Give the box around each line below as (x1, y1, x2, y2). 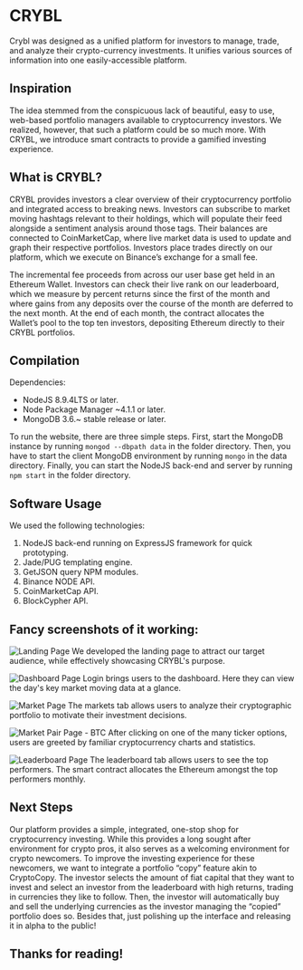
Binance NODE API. (22, 576, 95, 587)
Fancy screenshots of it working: (9, 621, 199, 637)
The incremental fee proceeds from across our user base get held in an (9, 269, 276, 280)
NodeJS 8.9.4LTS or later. (22, 395, 119, 406)
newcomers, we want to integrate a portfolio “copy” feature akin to (9, 862, 258, 873)
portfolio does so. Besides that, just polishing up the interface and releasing (9, 910, 291, 921)
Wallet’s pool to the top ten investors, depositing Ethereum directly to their (9, 317, 285, 328)
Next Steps (9, 800, 73, 815)
